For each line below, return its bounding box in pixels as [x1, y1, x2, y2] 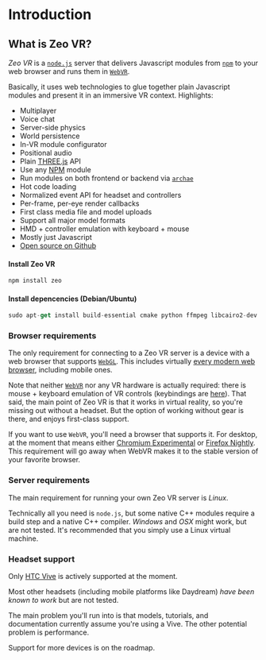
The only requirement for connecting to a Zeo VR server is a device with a [8, 348, 250, 358]
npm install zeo [8, 276, 62, 285]
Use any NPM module [19, 165, 91, 174]
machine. [8, 534, 39, 543]
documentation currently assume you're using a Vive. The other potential [8, 619, 248, 629]
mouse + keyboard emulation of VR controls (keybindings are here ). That [8, 389, 247, 399]
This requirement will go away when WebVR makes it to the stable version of [8, 446, 259, 456]
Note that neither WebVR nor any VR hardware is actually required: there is [8, 380, 247, 390]
